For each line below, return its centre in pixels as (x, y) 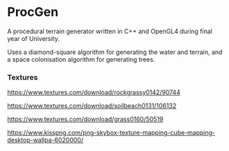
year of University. (34, 38)
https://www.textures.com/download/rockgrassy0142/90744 (94, 92)
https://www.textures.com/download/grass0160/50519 (85, 119)
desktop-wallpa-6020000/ (45, 140)
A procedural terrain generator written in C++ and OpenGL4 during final (110, 31)
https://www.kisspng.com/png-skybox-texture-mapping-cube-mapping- (111, 133)
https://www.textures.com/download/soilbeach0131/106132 (92, 106)
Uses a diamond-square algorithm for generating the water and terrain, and (115, 52)
